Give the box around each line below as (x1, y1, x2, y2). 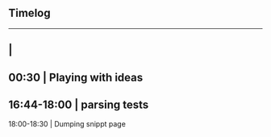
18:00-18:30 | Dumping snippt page (8, 119, 127, 129)
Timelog (8, 6, 51, 20)
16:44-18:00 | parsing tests (8, 98, 149, 111)
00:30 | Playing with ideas (8, 70, 144, 84)
